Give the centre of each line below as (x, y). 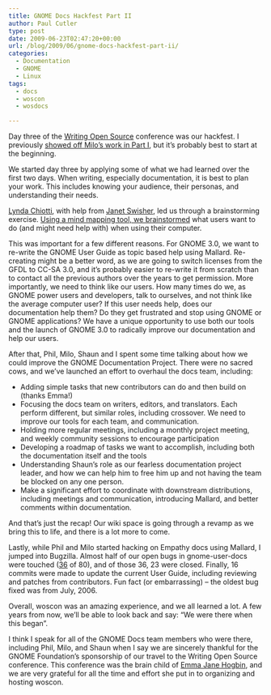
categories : (28, 53)
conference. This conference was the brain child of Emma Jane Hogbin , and (135, 665)
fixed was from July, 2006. (53, 591)
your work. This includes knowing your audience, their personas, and (124, 186)
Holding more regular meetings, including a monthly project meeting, (135, 430)
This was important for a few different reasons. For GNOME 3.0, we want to (134, 244)
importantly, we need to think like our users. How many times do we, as (127, 287)
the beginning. (32, 154)
